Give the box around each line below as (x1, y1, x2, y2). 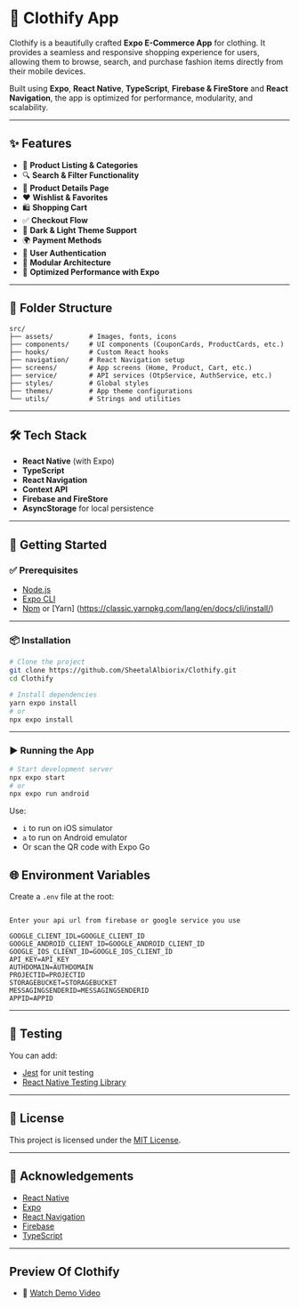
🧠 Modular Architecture (21, 257, 111, 268)
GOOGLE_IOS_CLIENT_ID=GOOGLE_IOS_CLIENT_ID (9, 948, 174, 956)
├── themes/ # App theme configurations (9, 386, 193, 395)
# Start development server (9, 764, 114, 773)
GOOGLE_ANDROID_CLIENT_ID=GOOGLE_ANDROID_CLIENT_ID (9, 940, 205, 948)
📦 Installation (9, 633, 71, 646)
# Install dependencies (9, 690, 98, 699)
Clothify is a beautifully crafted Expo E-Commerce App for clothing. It (9, 37, 266, 48)
